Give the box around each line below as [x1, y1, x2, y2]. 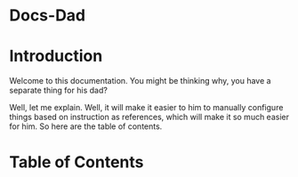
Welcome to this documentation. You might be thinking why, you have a [9, 76, 271, 86]
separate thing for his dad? [9, 85, 109, 96]
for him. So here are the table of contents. [9, 121, 163, 132]
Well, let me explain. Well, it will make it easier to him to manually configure [9, 102, 284, 113]
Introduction [9, 46, 103, 67]
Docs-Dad [9, 5, 86, 26]
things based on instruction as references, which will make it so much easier [9, 112, 289, 123]
